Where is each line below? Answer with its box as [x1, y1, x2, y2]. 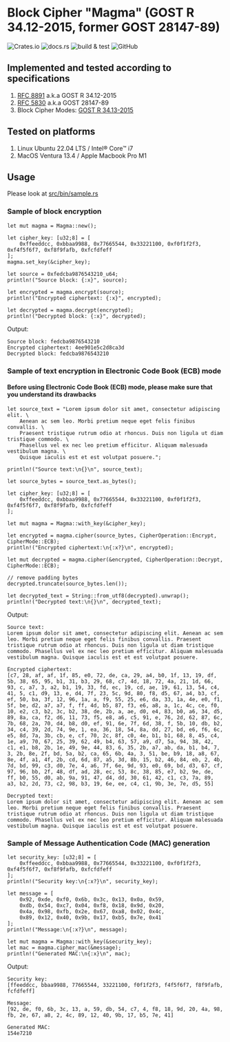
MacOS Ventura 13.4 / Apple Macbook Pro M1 [17, 151, 147, 160]
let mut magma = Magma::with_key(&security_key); [7, 938, 153, 946]
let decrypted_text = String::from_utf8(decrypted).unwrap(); [7, 592, 189, 599]
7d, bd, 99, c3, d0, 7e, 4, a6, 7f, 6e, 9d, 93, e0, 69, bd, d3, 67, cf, [7, 762, 224, 769]
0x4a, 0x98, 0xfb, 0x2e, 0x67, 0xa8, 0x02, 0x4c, [19, 908, 165, 915]
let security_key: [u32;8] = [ [7, 854, 97, 861]
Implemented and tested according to [7, 62, 172, 74]
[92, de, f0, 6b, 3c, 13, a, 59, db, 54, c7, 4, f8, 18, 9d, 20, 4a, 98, [7, 1006, 224, 1013]
